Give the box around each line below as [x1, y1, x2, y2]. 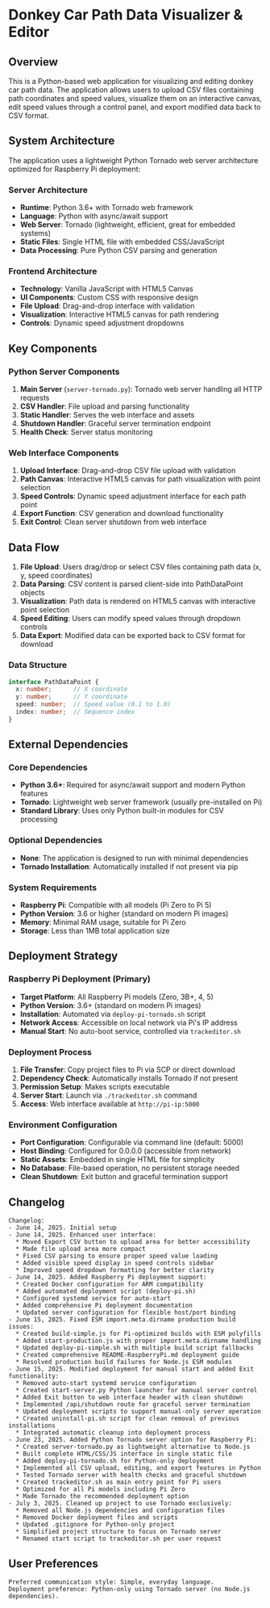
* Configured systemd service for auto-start [15, 1295, 172, 1303]
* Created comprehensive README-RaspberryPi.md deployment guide [15, 1351, 240, 1359]
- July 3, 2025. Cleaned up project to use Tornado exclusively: [8, 1500, 232, 1508]
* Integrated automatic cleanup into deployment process [15, 1429, 211, 1437]
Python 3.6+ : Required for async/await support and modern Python [19, 780, 246, 790]
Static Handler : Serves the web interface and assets [19, 410, 195, 420]
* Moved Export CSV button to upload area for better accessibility [15, 1238, 251, 1246]
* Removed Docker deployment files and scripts [15, 1514, 179, 1522]
